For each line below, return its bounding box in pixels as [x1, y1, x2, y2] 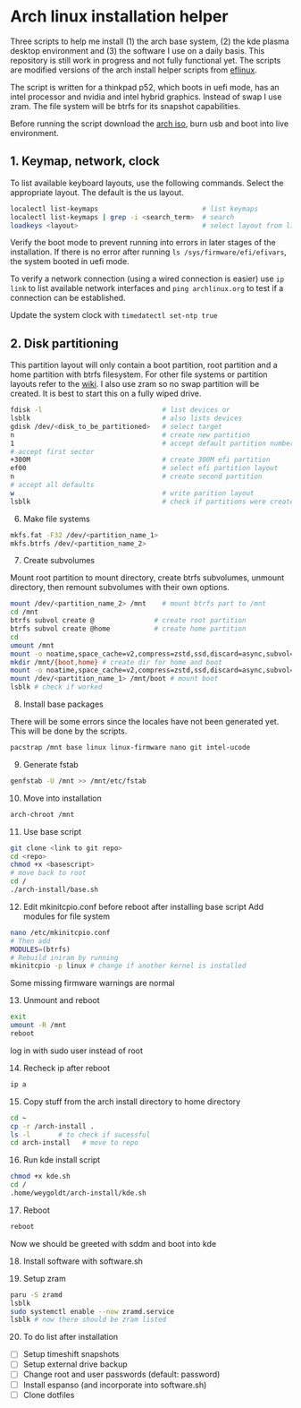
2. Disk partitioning [10, 336, 119, 351]
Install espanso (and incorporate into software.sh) [22, 1379, 207, 1390]
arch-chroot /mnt [10, 810, 75, 819]
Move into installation [22, 793, 102, 803]
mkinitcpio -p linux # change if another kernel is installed [10, 961, 247, 971]
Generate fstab [22, 759, 79, 769]
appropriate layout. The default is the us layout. [10, 186, 184, 198]
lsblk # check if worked [10, 683, 103, 691]
